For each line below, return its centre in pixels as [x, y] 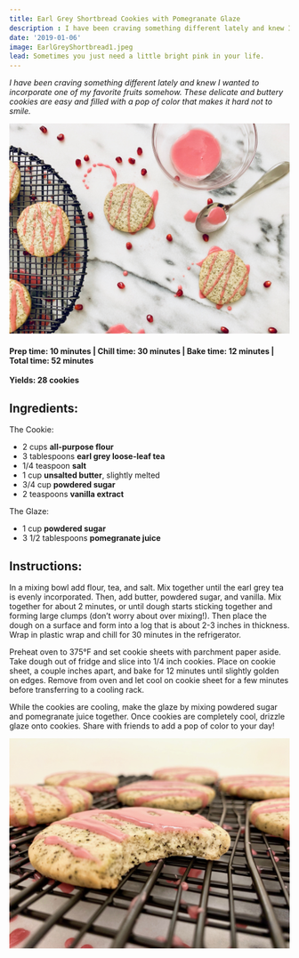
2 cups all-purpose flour [68, 447]
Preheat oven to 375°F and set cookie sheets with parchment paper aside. [145, 652]
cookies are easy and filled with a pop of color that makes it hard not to [141, 101]
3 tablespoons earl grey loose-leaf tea [93, 456]
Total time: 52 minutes [52, 360]
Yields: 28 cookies [44, 380]
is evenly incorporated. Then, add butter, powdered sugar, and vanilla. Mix [145, 597]
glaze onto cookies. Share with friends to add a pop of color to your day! [142, 726]
